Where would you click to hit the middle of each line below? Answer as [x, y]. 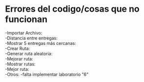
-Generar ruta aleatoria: [29, 53]
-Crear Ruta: [18, 48]
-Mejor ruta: [17, 69]
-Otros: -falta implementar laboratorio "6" [47, 74]
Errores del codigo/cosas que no [72, 9]
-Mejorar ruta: [19, 59]
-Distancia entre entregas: [31, 38]
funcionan [26, 19]
